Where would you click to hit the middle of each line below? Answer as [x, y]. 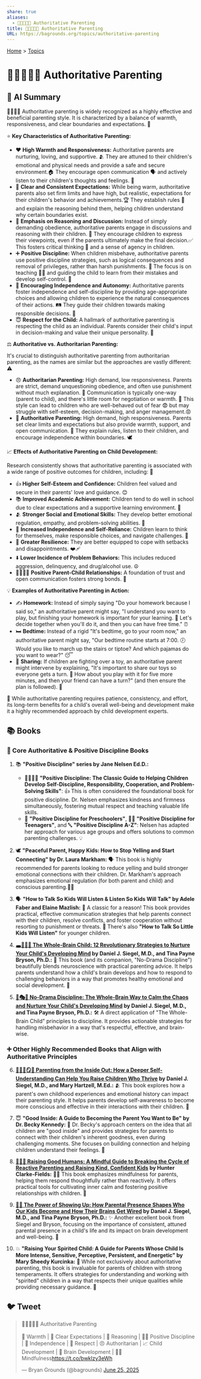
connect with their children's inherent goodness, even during [90, 1137]
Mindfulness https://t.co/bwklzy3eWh [67, 1358]
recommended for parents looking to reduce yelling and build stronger [102, 868]
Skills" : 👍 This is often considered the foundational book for [120, 791]
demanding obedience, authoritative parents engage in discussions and [103, 228]
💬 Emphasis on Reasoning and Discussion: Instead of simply [91, 221]
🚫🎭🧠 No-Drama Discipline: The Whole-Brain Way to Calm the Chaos [102, 997]
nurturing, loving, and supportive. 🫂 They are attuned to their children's [104, 157]
